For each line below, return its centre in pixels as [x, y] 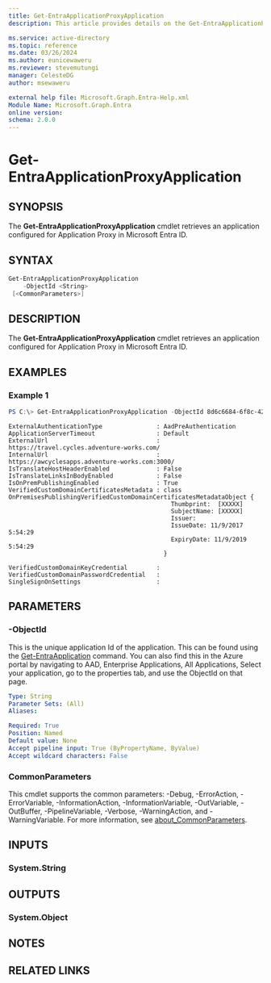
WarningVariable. [37, 819]
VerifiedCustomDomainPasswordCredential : [84, 575]
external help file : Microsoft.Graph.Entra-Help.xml [99, 98]
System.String [38, 868]
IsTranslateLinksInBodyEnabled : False [95, 476]
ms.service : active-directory [59, 38]
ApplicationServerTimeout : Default [99, 433]
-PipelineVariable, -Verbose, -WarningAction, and [126, 811]
